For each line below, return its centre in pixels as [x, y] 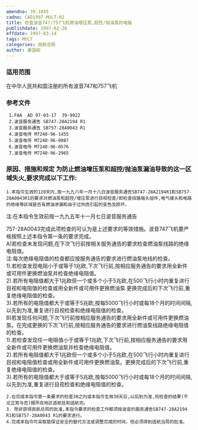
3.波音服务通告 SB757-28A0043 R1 [47, 128]
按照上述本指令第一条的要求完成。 [53, 236]
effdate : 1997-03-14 [32, 34]
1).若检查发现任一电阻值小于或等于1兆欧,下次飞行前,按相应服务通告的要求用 [97, 340]
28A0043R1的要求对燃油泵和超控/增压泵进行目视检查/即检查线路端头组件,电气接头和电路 [99, 198]
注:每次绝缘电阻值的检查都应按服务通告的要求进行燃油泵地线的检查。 [90, 258]
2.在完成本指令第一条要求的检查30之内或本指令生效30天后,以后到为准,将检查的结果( [95, 397]
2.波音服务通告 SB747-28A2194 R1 [47, 122]
